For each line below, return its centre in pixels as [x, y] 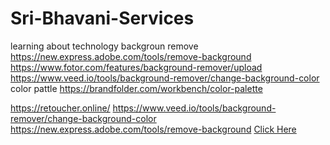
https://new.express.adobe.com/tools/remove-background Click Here [153, 129]
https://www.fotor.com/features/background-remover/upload [136, 67]
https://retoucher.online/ [60, 108]
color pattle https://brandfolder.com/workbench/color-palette [136, 88]
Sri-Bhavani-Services [102, 18]
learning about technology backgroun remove [104, 46]
